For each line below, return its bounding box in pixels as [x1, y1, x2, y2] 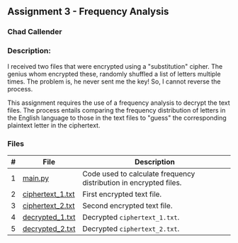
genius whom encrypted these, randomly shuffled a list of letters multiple [7, 69, 221, 78]
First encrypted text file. [82, 189, 162, 199]
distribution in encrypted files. [82, 177, 182, 187]
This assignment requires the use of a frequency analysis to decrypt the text [7, 98, 230, 107]
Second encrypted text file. [82, 200, 173, 210]
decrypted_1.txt [22, 212, 76, 222]
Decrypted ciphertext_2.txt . [82, 223, 180, 233]
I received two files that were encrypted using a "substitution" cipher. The [7, 62, 223, 70]
